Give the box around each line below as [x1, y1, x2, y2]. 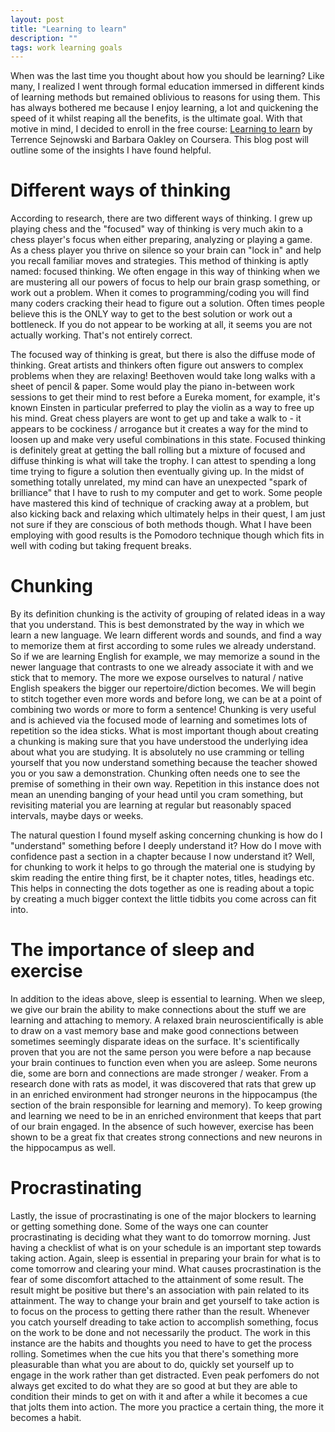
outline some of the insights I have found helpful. [10, 144, 212, 156]
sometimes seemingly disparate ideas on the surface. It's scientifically [10, 1036, 300, 1048]
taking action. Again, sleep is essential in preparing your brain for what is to [10, 1252, 321, 1264]
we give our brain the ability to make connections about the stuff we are [10, 1004, 307, 1016]
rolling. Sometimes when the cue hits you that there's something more [10, 1348, 299, 1360]
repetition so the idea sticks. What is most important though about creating [10, 725, 319, 737]
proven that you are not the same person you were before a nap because [10, 1046, 312, 1058]
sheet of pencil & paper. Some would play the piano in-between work [10, 381, 295, 393]
